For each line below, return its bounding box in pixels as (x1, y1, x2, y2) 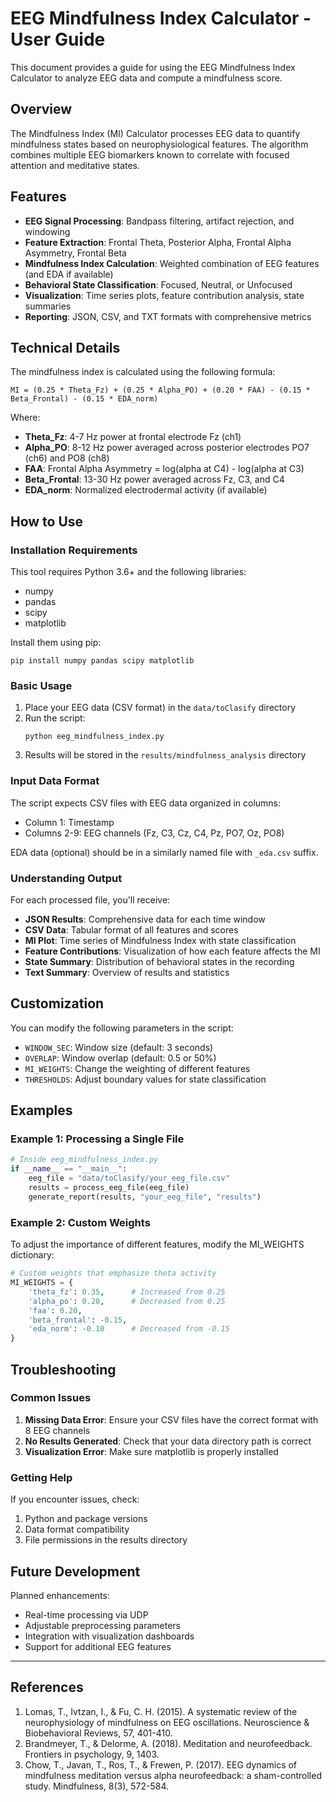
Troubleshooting (10, 1361, 117, 1378)
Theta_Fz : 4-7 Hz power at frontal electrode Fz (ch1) (24, 431, 242, 443)
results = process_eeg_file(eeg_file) (28, 1183, 190, 1193)
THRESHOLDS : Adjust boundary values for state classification (24, 1073, 267, 1085)
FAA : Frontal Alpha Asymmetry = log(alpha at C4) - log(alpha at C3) (24, 463, 305, 475)
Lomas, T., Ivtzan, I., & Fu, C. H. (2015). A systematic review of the (24, 1705, 298, 1717)
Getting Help (10, 1470, 73, 1484)
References (10, 1679, 84, 1696)
